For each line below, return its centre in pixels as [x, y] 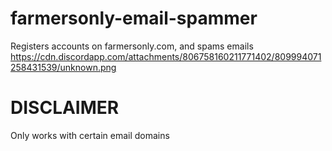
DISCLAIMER [65, 108]
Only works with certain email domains [90, 135]
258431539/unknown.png [63, 67]
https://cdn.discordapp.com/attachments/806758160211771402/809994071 [166, 56]
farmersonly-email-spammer [134, 18]
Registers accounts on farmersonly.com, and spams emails [132, 46]
